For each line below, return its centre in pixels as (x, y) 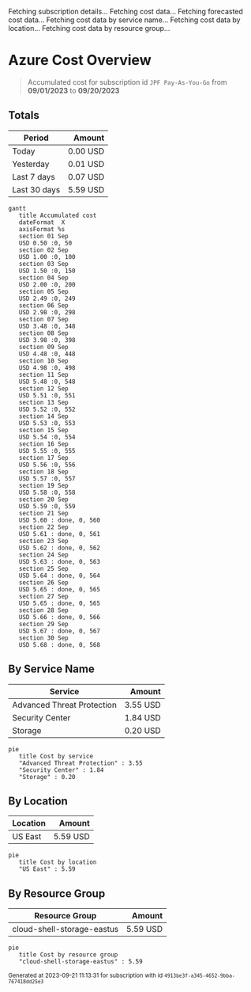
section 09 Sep (43, 347)
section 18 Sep (43, 471)
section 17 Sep (43, 458)
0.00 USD (86, 151)
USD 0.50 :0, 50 (45, 243)
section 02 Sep (43, 250)
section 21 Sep (43, 513)
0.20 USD (143, 730)
